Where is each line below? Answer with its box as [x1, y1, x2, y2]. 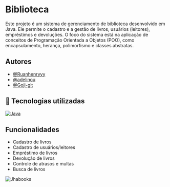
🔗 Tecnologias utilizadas [5, 97, 85, 106]
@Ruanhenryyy [12, 71, 46, 77]
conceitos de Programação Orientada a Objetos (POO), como [5, 37, 135, 43]
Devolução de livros [12, 155, 55, 161]
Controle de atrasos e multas [12, 161, 74, 167]
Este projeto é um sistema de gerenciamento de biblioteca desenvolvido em [5, 21, 165, 27]
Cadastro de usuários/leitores [12, 144, 76, 151]
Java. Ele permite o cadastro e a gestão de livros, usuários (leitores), [5, 26, 150, 32]
